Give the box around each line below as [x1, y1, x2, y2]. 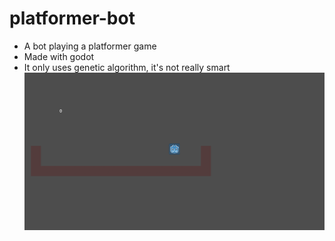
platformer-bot [9, 7, 136, 30]
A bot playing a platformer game [23, 40, 157, 52]
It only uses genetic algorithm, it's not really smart [23, 61, 231, 73]
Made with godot [23, 50, 95, 62]
